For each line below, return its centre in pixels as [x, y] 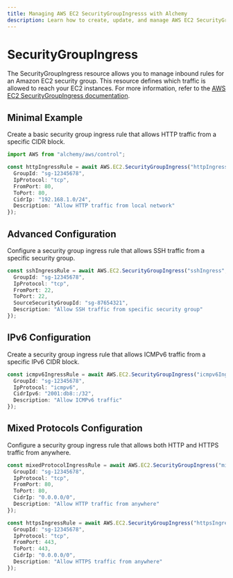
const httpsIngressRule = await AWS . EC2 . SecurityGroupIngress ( [101, 523]
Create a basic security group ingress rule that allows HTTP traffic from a [112, 134]
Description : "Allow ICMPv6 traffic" [68, 400]
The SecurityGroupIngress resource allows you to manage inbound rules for [116, 74]
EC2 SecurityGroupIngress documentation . [69, 96]
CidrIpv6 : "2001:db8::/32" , [54, 394]
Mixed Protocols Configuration [75, 428]
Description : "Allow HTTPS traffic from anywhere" [88, 562]
